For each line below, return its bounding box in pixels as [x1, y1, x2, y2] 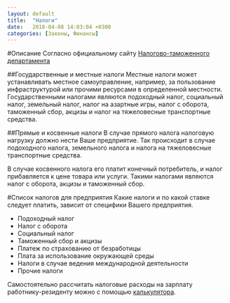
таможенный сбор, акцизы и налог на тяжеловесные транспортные [7, 108, 211, 116]
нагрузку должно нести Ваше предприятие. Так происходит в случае [7, 136, 216, 145]
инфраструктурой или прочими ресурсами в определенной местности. [7, 85, 223, 94]
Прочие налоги [17, 266, 63, 275]
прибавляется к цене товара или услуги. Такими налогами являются [7, 172, 214, 181]
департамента [7, 57, 50, 65]
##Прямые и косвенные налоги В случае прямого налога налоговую [7, 129, 215, 137]
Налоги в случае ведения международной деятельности [17, 259, 189, 268]
